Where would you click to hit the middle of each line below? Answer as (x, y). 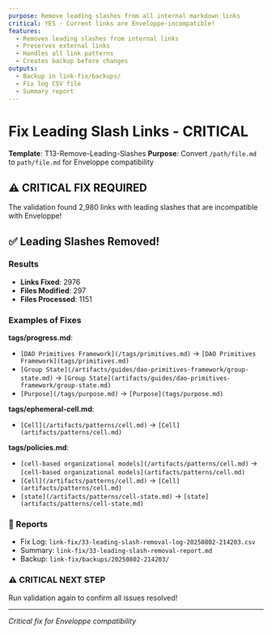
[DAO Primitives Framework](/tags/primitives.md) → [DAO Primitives (138, 354)
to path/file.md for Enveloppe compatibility (81, 162)
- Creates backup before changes (72, 62)
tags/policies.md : (38, 448)
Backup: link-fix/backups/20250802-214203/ (95, 559)
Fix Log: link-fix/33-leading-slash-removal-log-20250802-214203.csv (138, 542)
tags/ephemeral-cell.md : (51, 409)
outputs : (23, 69)
